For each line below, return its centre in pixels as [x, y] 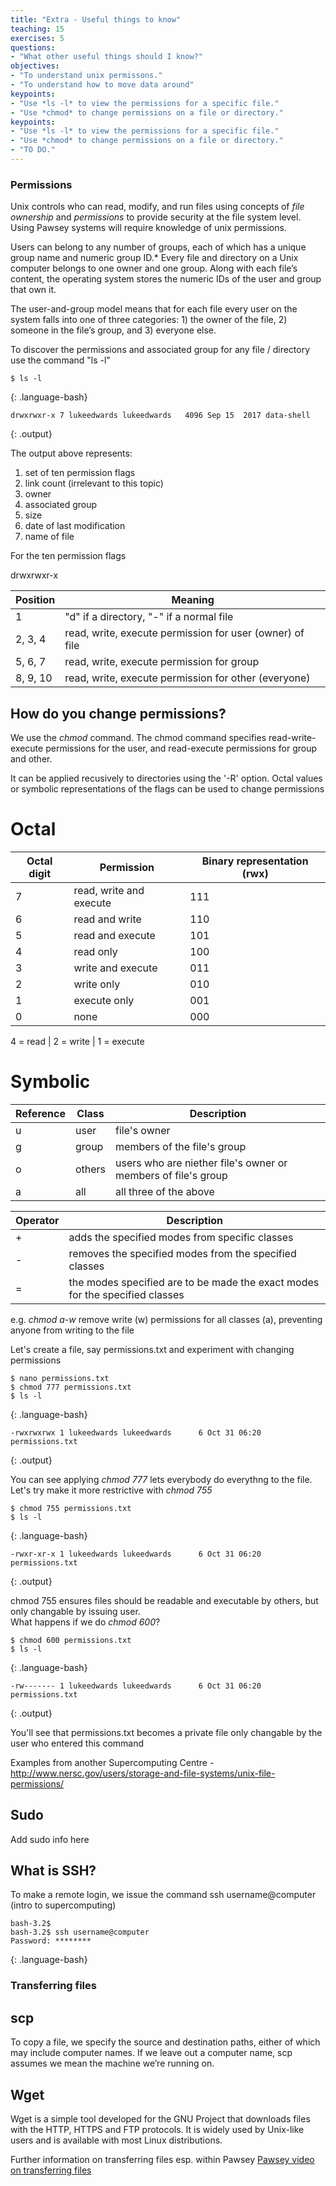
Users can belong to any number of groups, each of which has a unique [158, 247]
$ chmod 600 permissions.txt [71, 1640]
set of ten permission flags [80, 473]
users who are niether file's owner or [201, 1163]
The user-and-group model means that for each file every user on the [154, 309]
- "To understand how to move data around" [102, 85]
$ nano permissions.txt [60, 1378]
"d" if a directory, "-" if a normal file [149, 617]
